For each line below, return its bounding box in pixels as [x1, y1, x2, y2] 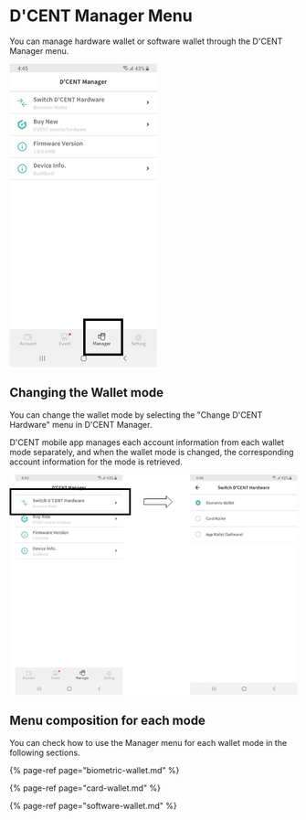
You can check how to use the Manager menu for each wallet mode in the [9, 737, 288, 748]
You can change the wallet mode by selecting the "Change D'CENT [9, 409, 263, 421]
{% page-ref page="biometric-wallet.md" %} [9, 764, 180, 775]
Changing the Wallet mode [9, 385, 164, 400]
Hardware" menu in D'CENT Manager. [9, 419, 153, 430]
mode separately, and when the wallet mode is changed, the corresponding [9, 446, 294, 457]
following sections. [9, 747, 80, 758]
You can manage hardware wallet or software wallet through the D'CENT [9, 36, 283, 47]
